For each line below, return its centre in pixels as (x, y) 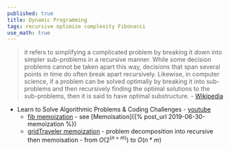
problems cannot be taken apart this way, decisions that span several (122, 67)
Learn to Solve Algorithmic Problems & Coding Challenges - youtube (114, 109)
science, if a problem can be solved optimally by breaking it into (114, 82)
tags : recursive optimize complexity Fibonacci (77, 26)
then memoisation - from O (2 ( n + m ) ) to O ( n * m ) (94, 139)
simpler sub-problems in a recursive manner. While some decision (117, 60)
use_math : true (29, 33)
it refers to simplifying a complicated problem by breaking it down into (123, 52)
